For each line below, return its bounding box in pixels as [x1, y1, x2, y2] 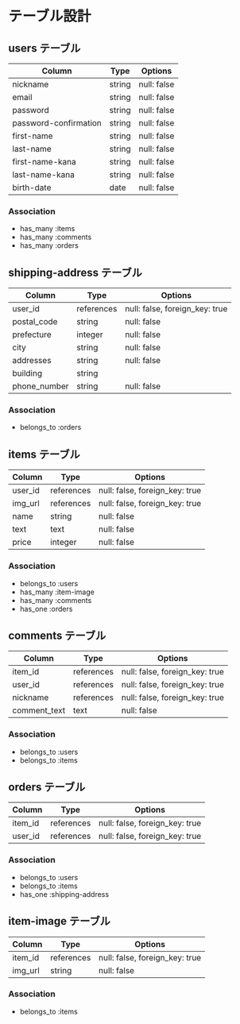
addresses [12, 355, 52, 366]
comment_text [12, 705, 66, 716]
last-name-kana [12, 169, 75, 180]
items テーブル [8, 447, 81, 461]
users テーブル [8, 41, 81, 55]
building [12, 368, 42, 379]
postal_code [12, 316, 58, 327]
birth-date [12, 182, 52, 193]
